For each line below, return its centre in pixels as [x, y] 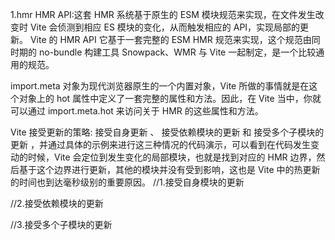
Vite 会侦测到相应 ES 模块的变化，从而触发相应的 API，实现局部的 [165, 27]
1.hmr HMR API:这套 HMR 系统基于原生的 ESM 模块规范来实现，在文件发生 [163, 14]
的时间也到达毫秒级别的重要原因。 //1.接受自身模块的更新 [127, 182]
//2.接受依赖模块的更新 [57, 203]
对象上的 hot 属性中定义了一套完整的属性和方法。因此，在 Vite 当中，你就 [170, 98]
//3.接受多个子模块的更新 [61, 224]
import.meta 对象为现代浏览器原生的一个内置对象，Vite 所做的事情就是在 [160, 86]
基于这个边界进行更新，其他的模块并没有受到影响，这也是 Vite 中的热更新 [169, 169]
